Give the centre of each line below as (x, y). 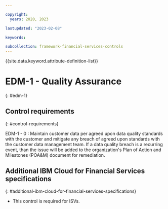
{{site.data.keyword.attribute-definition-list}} (52, 61)
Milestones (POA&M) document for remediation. (55, 155)
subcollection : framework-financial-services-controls (64, 47)
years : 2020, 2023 (29, 19)
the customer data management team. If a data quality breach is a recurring (84, 144)
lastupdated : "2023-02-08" (34, 28)
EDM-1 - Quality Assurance (64, 81)
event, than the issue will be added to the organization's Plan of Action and (83, 150)
